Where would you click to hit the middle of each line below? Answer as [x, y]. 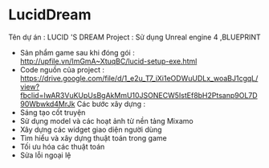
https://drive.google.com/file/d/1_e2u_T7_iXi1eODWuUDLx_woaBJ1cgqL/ [139, 78]
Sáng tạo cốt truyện [53, 112]
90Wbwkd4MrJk [47, 104]
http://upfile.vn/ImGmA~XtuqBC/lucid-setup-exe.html [108, 61]
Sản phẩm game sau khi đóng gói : [77, 52]
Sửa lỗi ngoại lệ [45, 155]
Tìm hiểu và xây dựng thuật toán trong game [93, 137]
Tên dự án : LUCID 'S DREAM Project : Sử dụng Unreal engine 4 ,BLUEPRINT [134, 37]
